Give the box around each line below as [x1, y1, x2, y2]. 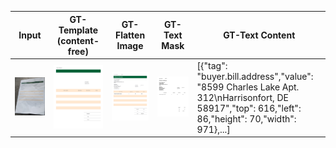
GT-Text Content [223, 29, 296, 41]
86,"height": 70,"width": [196, 112, 297, 125]
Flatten [114, 29, 146, 41]
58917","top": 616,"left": [196, 102, 302, 114]
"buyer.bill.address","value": [196, 70, 314, 82]
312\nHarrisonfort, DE [196, 91, 290, 103]
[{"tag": [196, 59, 228, 71]
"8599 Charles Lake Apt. [196, 81, 300, 93]
